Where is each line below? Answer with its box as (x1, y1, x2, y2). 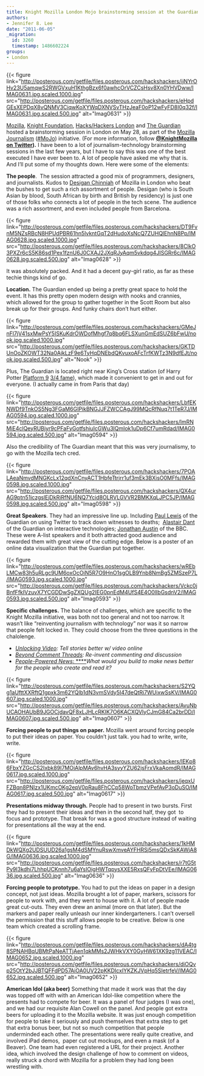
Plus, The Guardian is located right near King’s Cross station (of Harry (6, 367, 181, 375)
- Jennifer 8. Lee (6, 20, 53, 26)
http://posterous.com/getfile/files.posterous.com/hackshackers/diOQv (20, 960, 196, 967)
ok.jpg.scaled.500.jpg (6, 355, 61, 363)
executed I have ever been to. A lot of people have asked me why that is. (6, 154, 188, 162)
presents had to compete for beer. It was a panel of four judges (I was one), (6, 998, 195, 1005)
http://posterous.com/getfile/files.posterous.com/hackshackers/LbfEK (21, 399, 197, 406)
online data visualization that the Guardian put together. (6, 544, 145, 552)
